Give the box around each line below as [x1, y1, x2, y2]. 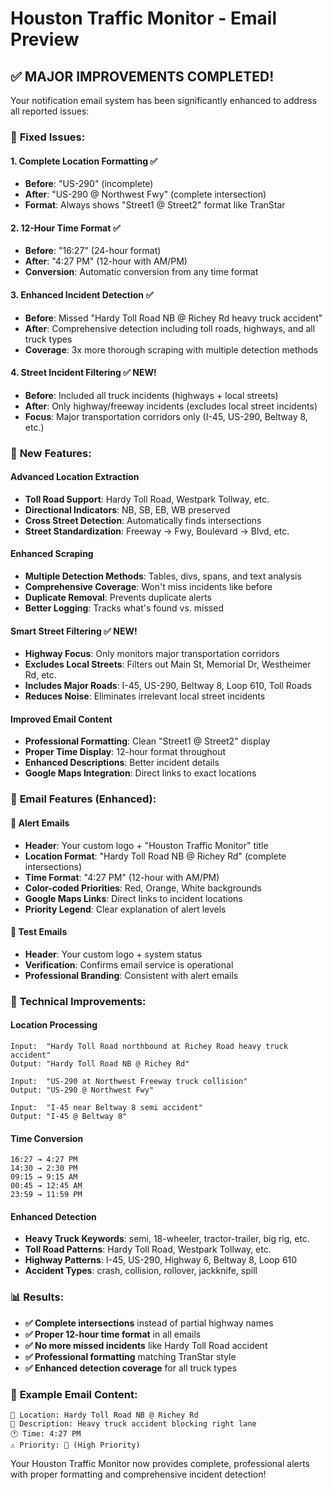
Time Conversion [10, 1132, 84, 1144]
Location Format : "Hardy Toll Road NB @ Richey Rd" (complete [24, 850, 287, 862]
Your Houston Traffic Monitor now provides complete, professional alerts [10, 1457, 311, 1469]
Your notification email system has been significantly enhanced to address [10, 95, 318, 106]
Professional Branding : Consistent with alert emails [24, 969, 239, 981]
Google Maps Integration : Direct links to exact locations [24, 767, 257, 779]
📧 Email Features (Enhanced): [10, 792, 157, 806]
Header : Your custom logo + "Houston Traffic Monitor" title [24, 839, 269, 851]
